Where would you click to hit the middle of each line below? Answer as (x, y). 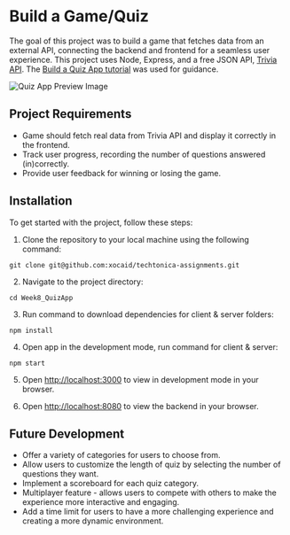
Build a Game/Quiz (79, 16)
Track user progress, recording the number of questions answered (144, 154)
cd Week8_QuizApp (41, 298)
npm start (27, 363)
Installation (41, 201)
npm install (31, 330)
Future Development (67, 434)
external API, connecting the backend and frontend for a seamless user (140, 50)
